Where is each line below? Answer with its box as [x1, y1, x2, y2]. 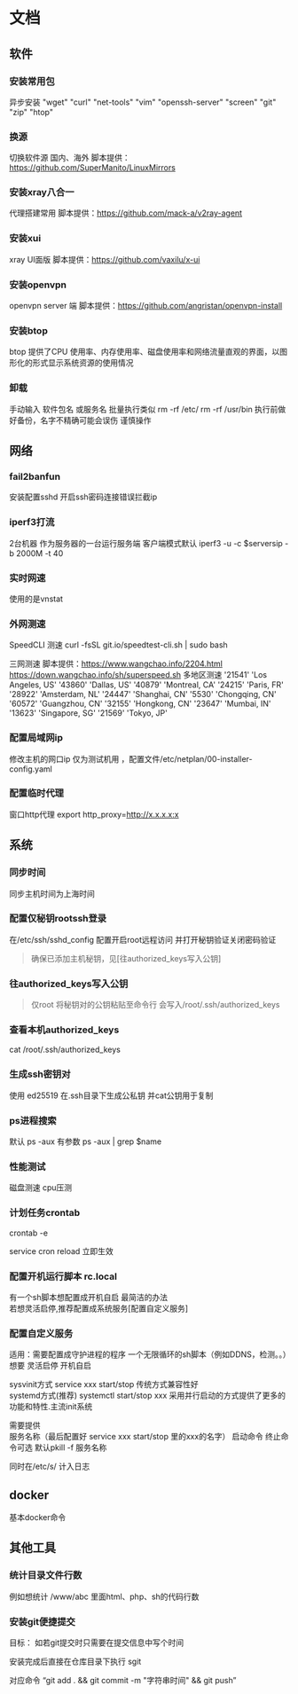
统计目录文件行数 [9, 1569, 82, 1581]
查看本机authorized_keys [9, 1023, 120, 1036]
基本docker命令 [9, 1512, 67, 1522]
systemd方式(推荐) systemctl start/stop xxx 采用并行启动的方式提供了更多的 [9, 1390, 286, 1401]
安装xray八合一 [9, 186, 74, 199]
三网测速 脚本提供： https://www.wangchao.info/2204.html [9, 658, 223, 670]
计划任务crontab [9, 1207, 81, 1220]
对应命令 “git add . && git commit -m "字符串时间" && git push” [9, 1674, 237, 1685]
